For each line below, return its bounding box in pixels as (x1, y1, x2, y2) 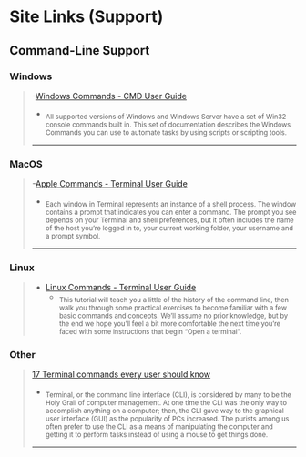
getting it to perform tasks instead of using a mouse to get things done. (45, 430, 269, 439)
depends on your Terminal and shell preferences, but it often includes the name (45, 216, 294, 225)
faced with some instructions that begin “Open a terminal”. (58, 327, 242, 336)
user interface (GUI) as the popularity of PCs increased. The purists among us (45, 414, 290, 423)
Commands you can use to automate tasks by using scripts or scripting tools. (45, 127, 287, 137)
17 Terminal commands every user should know (31, 369, 211, 380)
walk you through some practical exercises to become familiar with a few (58, 303, 287, 312)
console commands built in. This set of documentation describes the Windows (45, 120, 291, 129)
